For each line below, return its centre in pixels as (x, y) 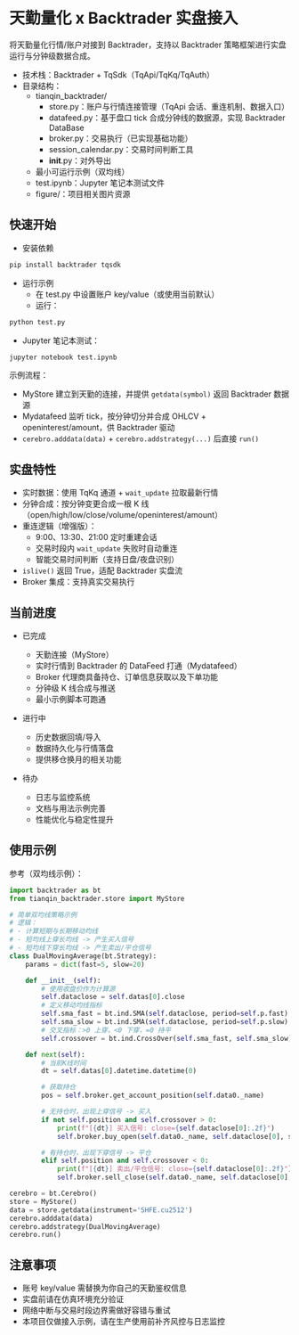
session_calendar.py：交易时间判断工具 (121, 149)
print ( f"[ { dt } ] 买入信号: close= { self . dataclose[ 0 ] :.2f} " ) (166, 1128)
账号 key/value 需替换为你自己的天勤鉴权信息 (104, 1288)
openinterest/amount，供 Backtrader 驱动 (98, 428)
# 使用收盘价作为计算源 (78, 989)
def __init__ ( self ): (63, 980)
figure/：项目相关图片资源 (83, 193)
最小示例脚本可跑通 (71, 699)
